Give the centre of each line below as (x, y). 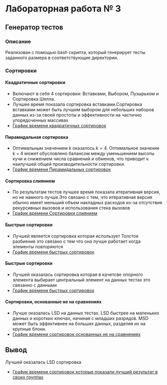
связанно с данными (35, 285)
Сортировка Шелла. (34, 99)
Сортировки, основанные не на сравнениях (53, 302)
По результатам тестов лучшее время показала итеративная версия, (86, 192)
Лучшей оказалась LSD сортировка (43, 362)
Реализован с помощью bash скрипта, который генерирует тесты (75, 52)
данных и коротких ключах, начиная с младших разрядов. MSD (80, 318)
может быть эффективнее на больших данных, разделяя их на (79, 324)
